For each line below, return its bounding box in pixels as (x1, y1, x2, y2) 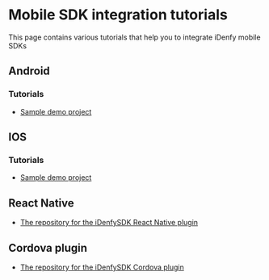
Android (8, 65, 50, 78)
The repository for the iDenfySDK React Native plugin (19, 218, 199, 228)
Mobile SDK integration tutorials (8, 6, 228, 24)
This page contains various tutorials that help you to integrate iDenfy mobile (8, 32, 261, 42)
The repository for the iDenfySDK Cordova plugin (19, 262, 184, 272)
